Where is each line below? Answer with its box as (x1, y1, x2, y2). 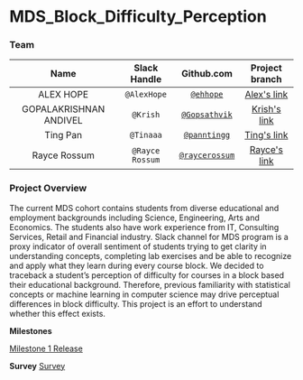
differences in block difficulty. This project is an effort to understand (9, 298, 263, 309)
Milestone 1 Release (9, 343, 83, 354)
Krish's (251, 103, 281, 116)
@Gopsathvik (181, 110, 233, 120)
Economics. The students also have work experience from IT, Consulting (9, 221, 280, 232)
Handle (130, 73, 162, 86)
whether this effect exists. (9, 308, 106, 319)
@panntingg (183, 130, 231, 141)
